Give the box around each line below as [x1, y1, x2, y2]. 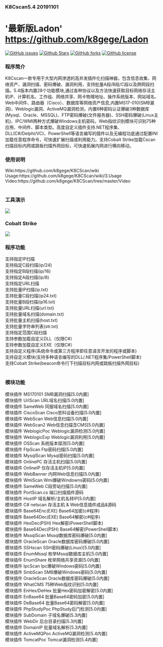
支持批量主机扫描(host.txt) [5, 318, 58, 323]
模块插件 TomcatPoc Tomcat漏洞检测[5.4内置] [5, 637, 98, 643]
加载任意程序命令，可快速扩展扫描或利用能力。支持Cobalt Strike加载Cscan [5, 136, 156, 143]
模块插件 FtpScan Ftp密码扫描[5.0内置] [5, 446, 83, 452]
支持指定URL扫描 [5, 281, 40, 287]
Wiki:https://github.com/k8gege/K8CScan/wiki [5, 168, 99, 174]
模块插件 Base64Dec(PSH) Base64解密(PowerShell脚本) [5, 526, 118, 532]
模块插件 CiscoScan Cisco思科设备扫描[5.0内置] [5, 409, 102, 415]
